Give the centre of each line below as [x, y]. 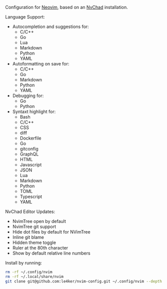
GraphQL [29, 154]
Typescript [31, 196]
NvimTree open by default [39, 221]
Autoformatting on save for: [41, 64]
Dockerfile [30, 138]
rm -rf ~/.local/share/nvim [34, 276]
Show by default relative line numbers [51, 253]
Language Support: [25, 17]
